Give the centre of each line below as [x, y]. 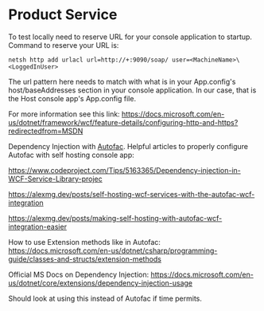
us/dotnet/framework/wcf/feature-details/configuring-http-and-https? [123, 122]
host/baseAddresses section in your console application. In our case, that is [132, 90]
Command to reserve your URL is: [64, 45]
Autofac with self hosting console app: [72, 155]
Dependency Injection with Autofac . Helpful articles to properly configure [128, 146]
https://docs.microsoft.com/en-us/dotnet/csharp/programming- [113, 250]
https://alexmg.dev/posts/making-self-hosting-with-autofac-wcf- [115, 218]
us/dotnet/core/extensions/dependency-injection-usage [101, 283]
